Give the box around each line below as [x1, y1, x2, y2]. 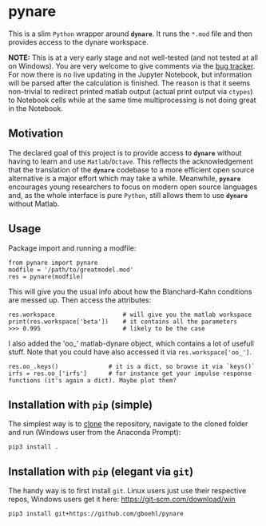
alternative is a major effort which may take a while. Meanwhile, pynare [8, 173, 241, 183]
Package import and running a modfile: [8, 243, 137, 253]
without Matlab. [8, 199, 60, 208]
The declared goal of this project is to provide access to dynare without [8, 148, 242, 157]
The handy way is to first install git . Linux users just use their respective [8, 486, 247, 496]
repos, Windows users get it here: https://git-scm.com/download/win [8, 494, 236, 504]
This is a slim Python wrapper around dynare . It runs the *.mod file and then [8, 29, 253, 38]
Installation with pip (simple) [8, 397, 153, 411]
